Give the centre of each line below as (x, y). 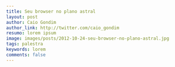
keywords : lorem (26, 50)
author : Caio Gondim (31, 22)
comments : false (26, 55)
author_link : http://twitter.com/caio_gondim (63, 28)
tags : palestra (25, 44)
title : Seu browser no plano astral (51, 11)
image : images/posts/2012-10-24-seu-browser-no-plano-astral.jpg (87, 38)
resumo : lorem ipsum (31, 33)
